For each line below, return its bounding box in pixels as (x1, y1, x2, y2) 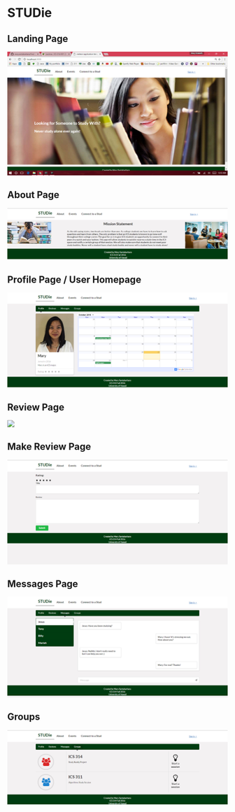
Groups (7, 711, 41, 723)
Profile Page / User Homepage (7, 273, 142, 285)
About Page (7, 189, 59, 201)
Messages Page (7, 578, 78, 590)
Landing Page (7, 33, 69, 45)
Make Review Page (7, 441, 92, 453)
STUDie (7, 5, 52, 21)
